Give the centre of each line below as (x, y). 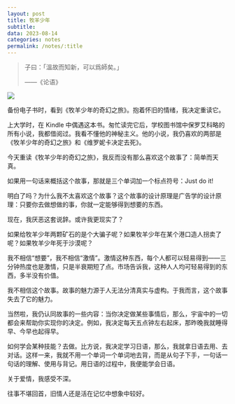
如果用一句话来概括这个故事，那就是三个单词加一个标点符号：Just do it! (111, 181)
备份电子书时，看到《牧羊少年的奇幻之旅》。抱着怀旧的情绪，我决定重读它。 (116, 110)
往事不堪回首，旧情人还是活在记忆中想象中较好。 (78, 393)
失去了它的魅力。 (32, 299)
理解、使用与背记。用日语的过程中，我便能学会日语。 (102, 364)
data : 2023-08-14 (33, 33)
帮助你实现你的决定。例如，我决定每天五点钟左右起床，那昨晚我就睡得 (127, 322)
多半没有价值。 (41, 275)
